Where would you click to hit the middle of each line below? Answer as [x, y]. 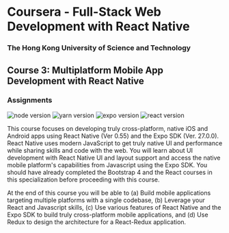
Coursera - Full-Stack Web [84, 12]
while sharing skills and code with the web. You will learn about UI [100, 150]
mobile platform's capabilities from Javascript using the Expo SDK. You [107, 164]
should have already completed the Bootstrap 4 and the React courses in [110, 172]
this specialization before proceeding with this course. [83, 180]
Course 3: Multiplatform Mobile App [85, 70]
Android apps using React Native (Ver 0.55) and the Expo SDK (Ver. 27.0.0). [113, 136]
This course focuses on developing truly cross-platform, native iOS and [108, 128]
